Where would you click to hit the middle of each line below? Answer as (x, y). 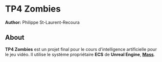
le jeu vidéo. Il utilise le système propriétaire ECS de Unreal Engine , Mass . (80, 54)
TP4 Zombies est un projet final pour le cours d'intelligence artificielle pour (81, 49)
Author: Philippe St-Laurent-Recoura (42, 22)
